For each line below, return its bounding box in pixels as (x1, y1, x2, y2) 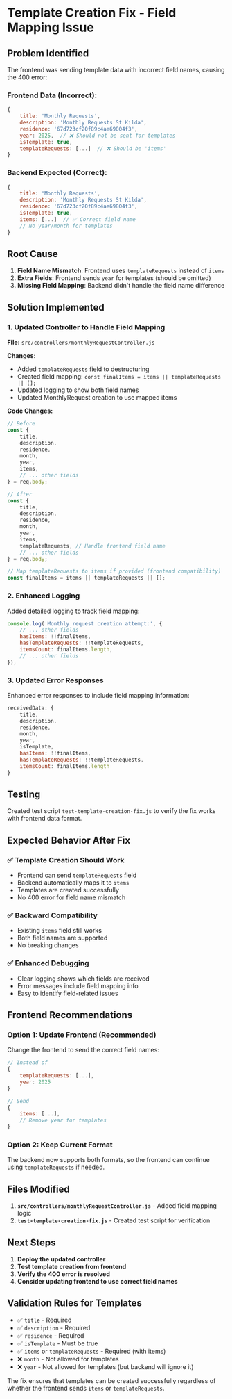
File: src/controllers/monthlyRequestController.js (7, 338, 155, 347)
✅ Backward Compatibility (7, 910, 98, 920)
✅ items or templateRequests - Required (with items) (17, 1347, 166, 1355)
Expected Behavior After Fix (7, 834, 130, 846)
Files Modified (7, 1183, 71, 1195)
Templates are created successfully (17, 886, 120, 894)
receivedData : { (7, 704, 54, 712)
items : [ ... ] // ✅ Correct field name (19, 215, 136, 223)
